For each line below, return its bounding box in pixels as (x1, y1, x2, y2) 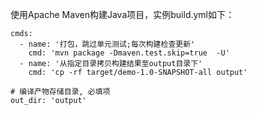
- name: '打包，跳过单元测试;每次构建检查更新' (19, 39, 196, 49)
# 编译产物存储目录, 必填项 (10, 87, 111, 97)
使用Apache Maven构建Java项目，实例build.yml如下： (10, 9, 235, 20)
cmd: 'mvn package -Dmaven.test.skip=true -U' (28, 48, 230, 58)
